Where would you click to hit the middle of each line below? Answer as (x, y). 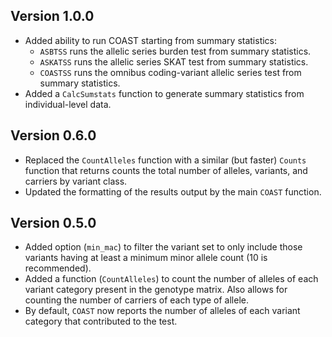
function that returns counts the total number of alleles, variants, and (166, 170)
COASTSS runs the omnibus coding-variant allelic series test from (170, 72)
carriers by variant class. (76, 181)
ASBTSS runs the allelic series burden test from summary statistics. (175, 51)
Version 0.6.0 (53, 135)
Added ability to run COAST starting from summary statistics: (151, 40)
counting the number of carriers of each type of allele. (136, 300)
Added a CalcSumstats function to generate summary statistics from (164, 93)
